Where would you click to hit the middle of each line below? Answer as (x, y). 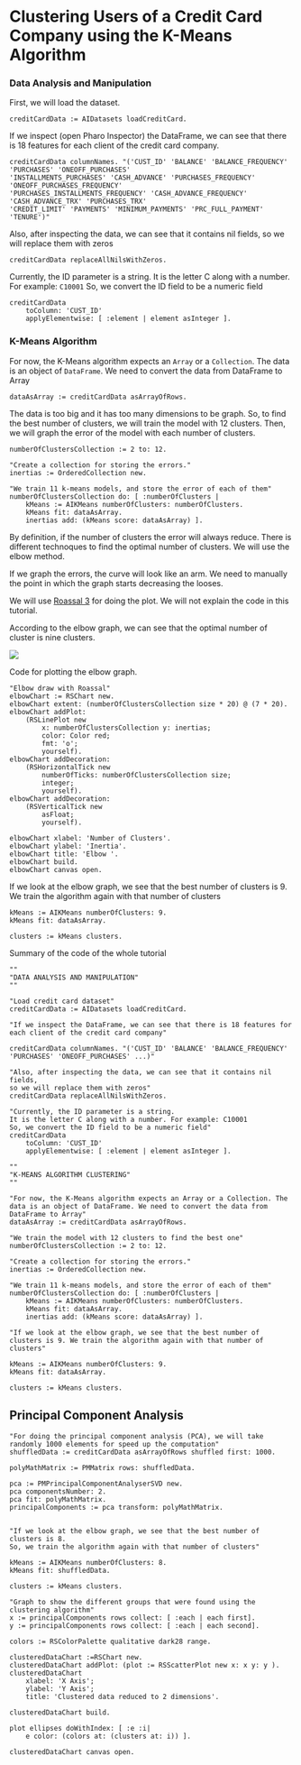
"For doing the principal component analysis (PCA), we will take (137, 1436)
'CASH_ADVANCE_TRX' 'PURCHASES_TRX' (78, 202)
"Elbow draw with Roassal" (60, 688)
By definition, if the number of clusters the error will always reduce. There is (150, 537)
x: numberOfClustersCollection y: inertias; (127, 728)
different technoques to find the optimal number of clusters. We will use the (150, 547)
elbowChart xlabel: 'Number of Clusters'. (90, 838)
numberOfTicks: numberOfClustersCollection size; (137, 775)
